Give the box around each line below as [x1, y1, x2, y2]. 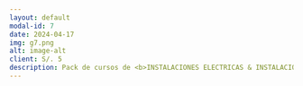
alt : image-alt [9, 47, 67, 56]
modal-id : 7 [9, 21, 54, 30]
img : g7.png [9, 38, 54, 47]
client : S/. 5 [9, 55, 63, 64]
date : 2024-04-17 [9, 30, 75, 39]
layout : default [9, 13, 70, 22]
